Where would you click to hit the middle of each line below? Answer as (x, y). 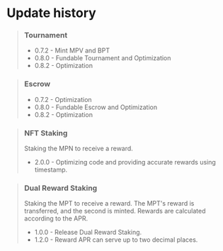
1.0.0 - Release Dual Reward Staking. (88, 233)
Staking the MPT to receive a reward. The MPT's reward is (109, 203)
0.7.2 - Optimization (63, 99)
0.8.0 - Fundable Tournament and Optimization (103, 58)
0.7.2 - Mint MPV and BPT (72, 50)
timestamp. (51, 170)
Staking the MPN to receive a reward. (79, 149)
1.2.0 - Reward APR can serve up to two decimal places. (116, 240)
